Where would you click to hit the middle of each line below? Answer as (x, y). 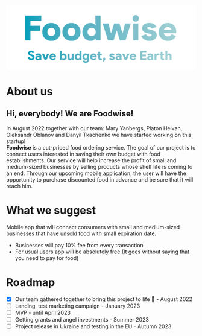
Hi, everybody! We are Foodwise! (70, 114)
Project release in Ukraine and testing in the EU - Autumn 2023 (93, 326)
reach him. (20, 186)
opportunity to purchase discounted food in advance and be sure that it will (100, 179)
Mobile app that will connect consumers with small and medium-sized (93, 227)
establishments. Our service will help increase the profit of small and (91, 160)
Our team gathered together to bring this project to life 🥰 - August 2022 (104, 299)
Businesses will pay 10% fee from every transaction (79, 245)
